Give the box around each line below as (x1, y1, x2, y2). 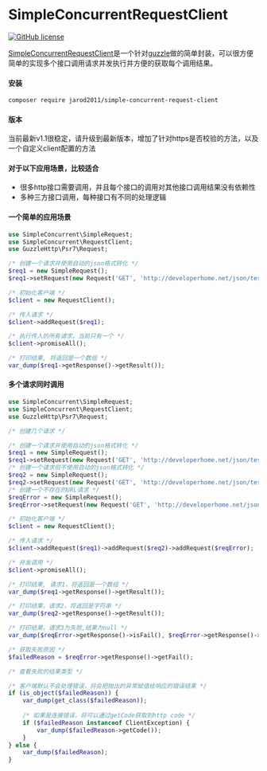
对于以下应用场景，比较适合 (8, 163, 99, 173)
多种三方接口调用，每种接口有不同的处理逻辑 (19, 193, 167, 202)
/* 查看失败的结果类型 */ (8, 667, 83, 675)
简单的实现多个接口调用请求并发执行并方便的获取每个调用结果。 (8, 58, 217, 68)
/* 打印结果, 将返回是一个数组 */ (8, 354, 108, 362)
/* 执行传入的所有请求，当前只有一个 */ (8, 332, 125, 340)
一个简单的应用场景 (8, 213, 72, 222)
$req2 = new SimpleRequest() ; (8, 472, 109, 479)
